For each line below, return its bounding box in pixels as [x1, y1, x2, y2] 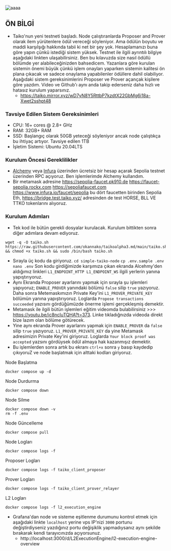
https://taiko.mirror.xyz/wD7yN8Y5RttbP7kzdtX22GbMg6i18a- [20, 92, 151, 99]
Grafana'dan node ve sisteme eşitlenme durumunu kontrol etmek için [12, 513, 158, 519]
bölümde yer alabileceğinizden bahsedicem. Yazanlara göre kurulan [12, 60, 155, 66]
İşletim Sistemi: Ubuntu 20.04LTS [12, 144, 83, 150]
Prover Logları [5, 476, 35, 482]
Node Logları [5, 439, 33, 445]
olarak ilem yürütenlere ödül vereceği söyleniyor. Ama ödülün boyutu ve [12, 38, 163, 44]
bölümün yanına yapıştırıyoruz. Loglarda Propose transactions [12, 295, 144, 301]
